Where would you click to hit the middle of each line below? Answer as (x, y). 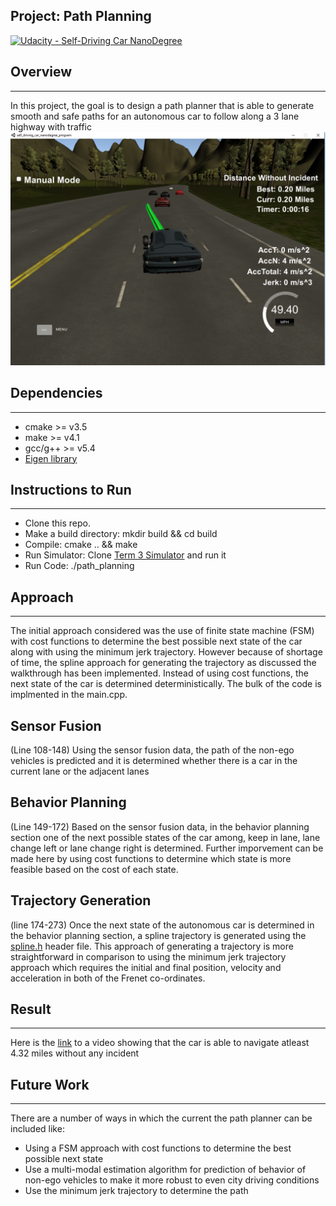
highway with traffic (51, 126)
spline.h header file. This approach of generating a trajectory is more (152, 946)
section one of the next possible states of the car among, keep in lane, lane (165, 837)
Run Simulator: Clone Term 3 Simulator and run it (125, 555)
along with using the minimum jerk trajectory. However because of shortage (166, 652)
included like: (37, 1129)
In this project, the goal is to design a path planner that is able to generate (162, 105)
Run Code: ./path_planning (79, 566)
